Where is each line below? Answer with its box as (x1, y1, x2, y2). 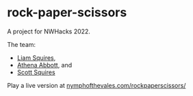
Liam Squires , (16, 53, 56, 62)
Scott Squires (16, 68, 56, 76)
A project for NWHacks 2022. (7, 27, 91, 35)
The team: (7, 40, 36, 48)
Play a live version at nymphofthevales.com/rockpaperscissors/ (7, 81, 186, 89)
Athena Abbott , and (16, 61, 73, 69)
